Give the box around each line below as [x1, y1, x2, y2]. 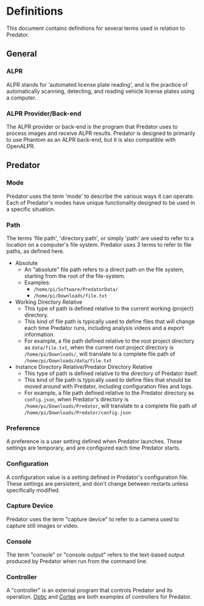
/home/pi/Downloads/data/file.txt [24, 357, 112, 364]
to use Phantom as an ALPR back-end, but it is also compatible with [6, 136, 176, 143]
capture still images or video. [6, 522, 79, 529]
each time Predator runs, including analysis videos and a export [24, 324, 185, 331]
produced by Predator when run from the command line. [6, 558, 148, 565]
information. [24, 330, 55, 338]
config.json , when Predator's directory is [24, 395, 129, 403]
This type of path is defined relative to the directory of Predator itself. [24, 370, 199, 377]
